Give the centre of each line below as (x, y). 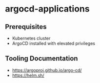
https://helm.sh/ (28, 75)
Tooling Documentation (41, 59)
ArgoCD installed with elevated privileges (53, 43)
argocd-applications (47, 9)
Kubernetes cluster (31, 38)
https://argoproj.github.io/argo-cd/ (47, 70)
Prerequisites (26, 27)
